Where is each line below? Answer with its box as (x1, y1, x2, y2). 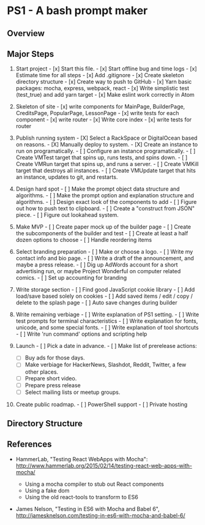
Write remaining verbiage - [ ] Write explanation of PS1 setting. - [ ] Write (15, 311, 199, 319)
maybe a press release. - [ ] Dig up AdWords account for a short (15, 261, 178, 268)
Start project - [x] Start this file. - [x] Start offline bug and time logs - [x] (15, 65, 198, 72)
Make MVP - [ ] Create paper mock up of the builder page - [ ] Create (15, 223, 192, 230)
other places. (24, 368, 59, 376)
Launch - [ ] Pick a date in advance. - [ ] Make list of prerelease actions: (15, 342, 198, 350)
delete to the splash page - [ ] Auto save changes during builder (15, 299, 177, 306)
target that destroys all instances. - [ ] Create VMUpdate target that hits (15, 167, 196, 175)
